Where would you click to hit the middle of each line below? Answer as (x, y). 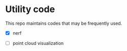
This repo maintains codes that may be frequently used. (64, 23)
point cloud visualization (38, 43)
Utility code (30, 9)
